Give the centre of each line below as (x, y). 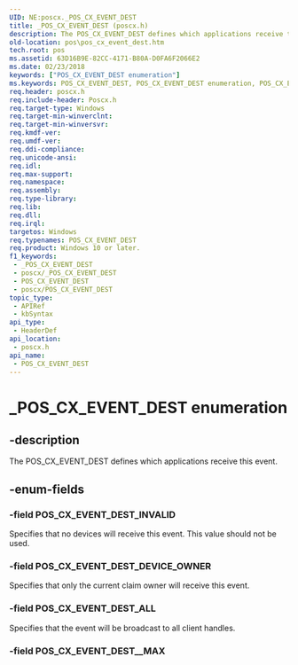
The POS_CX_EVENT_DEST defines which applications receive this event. (143, 461)
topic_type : (31, 298)
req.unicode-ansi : (43, 157)
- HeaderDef (35, 331)
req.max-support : (41, 174)
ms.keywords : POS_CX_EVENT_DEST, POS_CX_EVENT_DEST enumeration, (132, 83)
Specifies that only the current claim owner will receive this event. (129, 585)
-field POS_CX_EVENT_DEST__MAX (87, 651)
